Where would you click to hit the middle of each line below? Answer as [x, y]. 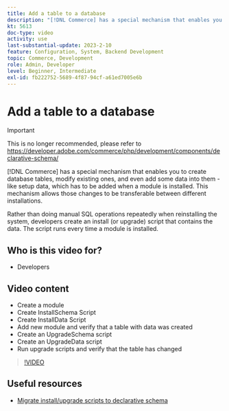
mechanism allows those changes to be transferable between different [107, 194]
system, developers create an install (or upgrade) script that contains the [110, 221]
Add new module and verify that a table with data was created [105, 326]
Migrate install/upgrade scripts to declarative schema [92, 400]
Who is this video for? [55, 251]
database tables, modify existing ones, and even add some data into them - [114, 179]
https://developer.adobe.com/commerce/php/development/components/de [114, 151]
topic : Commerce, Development [50, 58]
